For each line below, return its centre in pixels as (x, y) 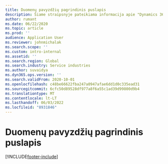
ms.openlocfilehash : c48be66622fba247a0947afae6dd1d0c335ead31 (72, 84)
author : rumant (21, 19)
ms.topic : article (24, 28)
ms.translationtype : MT (30, 93)
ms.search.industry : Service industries (48, 65)
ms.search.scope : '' (27, 47)
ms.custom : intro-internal (33, 51)
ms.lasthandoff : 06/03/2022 (34, 103)
